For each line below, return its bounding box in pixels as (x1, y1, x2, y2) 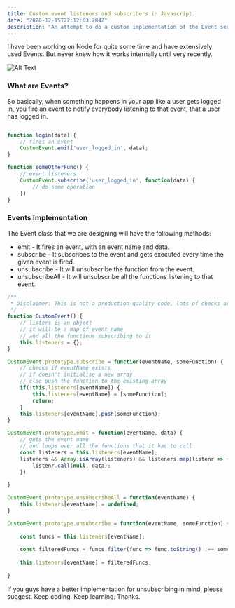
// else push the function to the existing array (20, 378, 168, 385)
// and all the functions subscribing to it (20, 332, 152, 339)
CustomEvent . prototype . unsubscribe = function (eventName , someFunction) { (7, 520, 230, 527)
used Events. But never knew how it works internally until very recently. (7, 50, 213, 58)
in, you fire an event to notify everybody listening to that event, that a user (7, 104, 220, 113)
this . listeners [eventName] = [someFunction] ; (32, 391, 168, 398)
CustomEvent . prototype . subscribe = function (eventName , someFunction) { (7, 358, 224, 365)
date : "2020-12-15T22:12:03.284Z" (7, 17, 108, 24)
